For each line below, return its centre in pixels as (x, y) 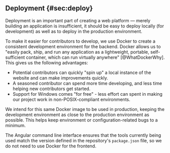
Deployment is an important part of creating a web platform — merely (78, 20)
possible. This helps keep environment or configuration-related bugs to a (82, 120)
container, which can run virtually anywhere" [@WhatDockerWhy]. (95, 57)
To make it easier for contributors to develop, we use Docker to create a (80, 41)
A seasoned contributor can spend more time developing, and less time (87, 83)
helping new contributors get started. (52, 89)
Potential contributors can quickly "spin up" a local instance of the (82, 72)
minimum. (16, 125)
